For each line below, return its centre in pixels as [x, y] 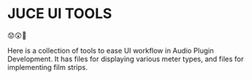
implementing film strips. [48, 67]
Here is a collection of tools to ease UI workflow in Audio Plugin [111, 50]
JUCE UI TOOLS [60, 14]
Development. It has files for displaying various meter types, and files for [126, 59]
